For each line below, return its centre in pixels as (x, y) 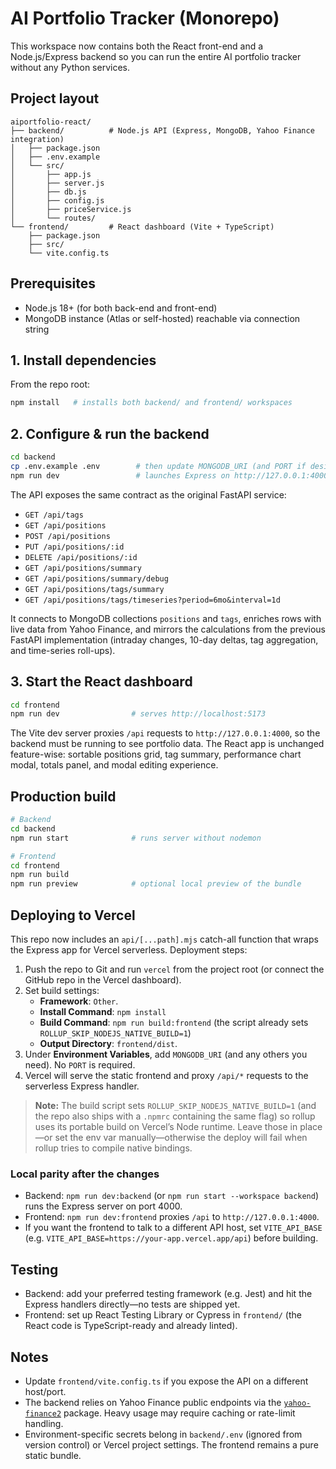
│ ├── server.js (57, 183)
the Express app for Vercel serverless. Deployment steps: (129, 950)
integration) (37, 139)
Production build (63, 796)
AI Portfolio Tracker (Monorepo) (145, 18)
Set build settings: (62, 990)
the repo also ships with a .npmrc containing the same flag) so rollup (175, 1116)
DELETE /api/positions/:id (81, 557)
